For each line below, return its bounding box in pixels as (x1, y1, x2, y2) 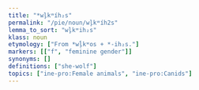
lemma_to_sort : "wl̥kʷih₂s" (8, 26, 97, 34)
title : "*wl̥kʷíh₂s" (8, 11, 73, 20)
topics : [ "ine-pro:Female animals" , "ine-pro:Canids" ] (8, 70, 193, 77)
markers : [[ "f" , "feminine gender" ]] (8, 48, 133, 56)
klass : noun (8, 33, 47, 41)
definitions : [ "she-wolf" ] (8, 63, 97, 70)
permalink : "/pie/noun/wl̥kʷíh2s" (8, 19, 118, 27)
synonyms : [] (8, 56, 51, 63)
